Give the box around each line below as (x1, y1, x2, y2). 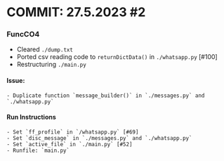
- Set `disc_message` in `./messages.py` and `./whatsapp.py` (6, 134, 192, 141)
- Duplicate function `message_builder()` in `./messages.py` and (6, 92, 205, 99)
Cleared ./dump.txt (16, 45, 73, 53)
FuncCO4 (6, 30, 40, 39)
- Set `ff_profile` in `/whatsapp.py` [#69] (6, 128, 139, 136)
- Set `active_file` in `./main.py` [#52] (6, 141, 133, 148)
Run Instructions (6, 113, 57, 122)
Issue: (6, 77, 25, 85)
